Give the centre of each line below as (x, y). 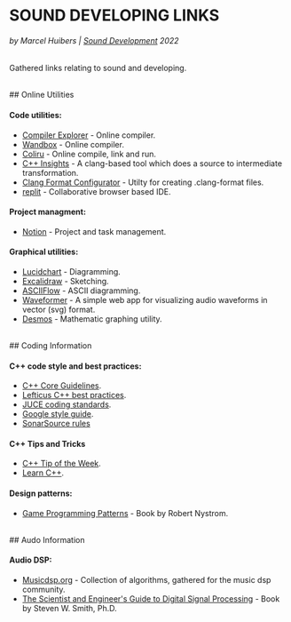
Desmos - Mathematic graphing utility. (92, 319)
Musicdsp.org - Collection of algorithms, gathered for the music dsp (146, 579)
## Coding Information (51, 346)
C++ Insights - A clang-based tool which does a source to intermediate (152, 163)
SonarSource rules (56, 424)
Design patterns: (41, 493)
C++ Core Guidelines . (62, 386)
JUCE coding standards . (67, 404)
